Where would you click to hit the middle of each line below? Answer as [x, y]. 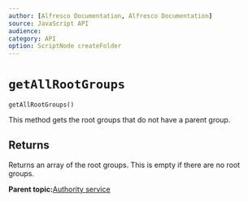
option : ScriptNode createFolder [65, 46]
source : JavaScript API [49, 24]
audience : [25, 31]
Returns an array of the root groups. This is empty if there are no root [124, 165]
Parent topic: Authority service [60, 189]
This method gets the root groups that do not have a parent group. [120, 120]
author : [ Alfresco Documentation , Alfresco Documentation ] [111, 16]
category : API [33, 39]
